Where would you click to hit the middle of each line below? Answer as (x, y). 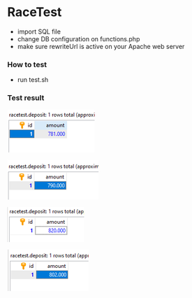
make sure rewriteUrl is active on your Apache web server (101, 46)
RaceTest (35, 12)
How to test (27, 64)
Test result (26, 98)
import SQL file (39, 31)
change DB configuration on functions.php (79, 38)
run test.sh (33, 80)
